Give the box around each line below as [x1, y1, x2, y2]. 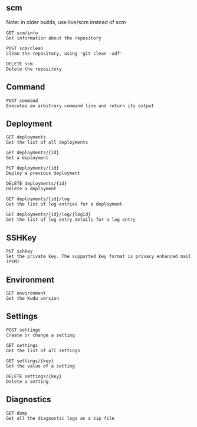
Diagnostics [6, 395, 51, 405]
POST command [6, 98, 38, 104]
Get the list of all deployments [6, 140, 88, 145]
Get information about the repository [6, 35, 101, 41]
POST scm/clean [6, 45, 44, 51]
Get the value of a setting [6, 363, 75, 369]
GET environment [6, 290, 46, 296]
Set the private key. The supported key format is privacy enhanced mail [6, 254, 192, 260]
